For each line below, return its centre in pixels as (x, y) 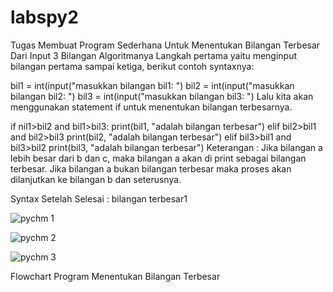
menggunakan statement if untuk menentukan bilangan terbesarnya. (151, 107)
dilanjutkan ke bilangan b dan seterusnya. (96, 179)
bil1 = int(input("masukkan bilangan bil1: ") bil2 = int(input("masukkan (152, 85)
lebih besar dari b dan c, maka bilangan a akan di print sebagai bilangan (158, 158)
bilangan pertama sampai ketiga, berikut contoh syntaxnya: (132, 66)
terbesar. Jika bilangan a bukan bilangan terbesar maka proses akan (151, 168)
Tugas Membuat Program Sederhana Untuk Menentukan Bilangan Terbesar (165, 45)
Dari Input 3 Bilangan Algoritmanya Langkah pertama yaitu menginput (154, 55)
